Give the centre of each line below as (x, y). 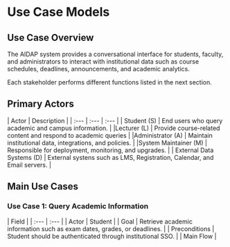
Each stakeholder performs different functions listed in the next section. (110, 82)
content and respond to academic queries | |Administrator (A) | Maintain (110, 135)
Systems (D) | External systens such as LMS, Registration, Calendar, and (110, 157)
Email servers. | (29, 165)
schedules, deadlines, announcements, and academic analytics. (99, 69)
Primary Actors (41, 104)
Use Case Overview (51, 38)
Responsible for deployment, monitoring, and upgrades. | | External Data (110, 150)
